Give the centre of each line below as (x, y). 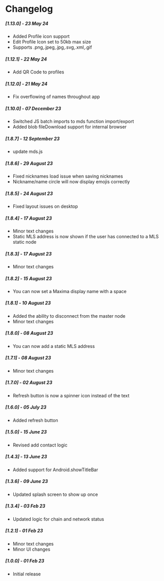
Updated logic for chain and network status (58, 519)
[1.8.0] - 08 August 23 (29, 333)
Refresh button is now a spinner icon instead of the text (71, 395)
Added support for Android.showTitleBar (55, 470)
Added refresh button (35, 420)
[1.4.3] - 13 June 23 (26, 457)
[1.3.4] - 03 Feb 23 (25, 506)
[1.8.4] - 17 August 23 (29, 218)
